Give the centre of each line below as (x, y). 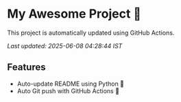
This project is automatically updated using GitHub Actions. (91, 33)
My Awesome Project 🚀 (74, 14)
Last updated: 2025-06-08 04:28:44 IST (65, 46)
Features (26, 67)
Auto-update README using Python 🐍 (71, 84)
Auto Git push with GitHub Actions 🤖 (68, 90)
